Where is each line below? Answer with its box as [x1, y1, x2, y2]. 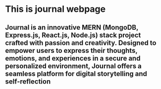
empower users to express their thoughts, [5, 46, 138, 55]
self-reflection [5, 77, 51, 86]
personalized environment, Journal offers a [5, 62, 142, 70]
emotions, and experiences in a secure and [5, 54, 141, 62]
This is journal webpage [5, 3, 106, 15]
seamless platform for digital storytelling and [5, 69, 148, 78]
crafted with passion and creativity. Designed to [5, 39, 157, 47]
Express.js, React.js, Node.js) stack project [5, 31, 141, 39]
